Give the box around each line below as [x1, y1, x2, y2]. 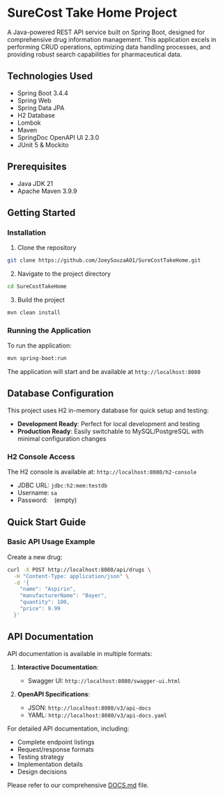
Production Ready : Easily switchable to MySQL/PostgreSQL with [17, 427, 204, 435]
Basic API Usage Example [7, 537, 95, 547]
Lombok [17, 118, 42, 127]
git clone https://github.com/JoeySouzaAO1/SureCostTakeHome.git [7, 257, 201, 264]
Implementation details [17, 760, 84, 768]
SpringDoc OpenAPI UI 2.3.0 [17, 133, 100, 141]
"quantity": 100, [20, 599, 70, 606]
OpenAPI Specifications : [17, 689, 91, 698]
